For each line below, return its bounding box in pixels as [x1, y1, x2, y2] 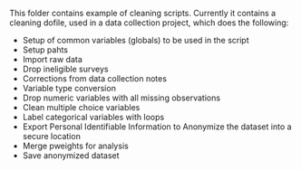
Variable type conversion [22, 83, 116, 93]
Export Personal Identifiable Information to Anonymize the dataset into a [22, 121, 292, 132]
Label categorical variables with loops [22, 112, 165, 122]
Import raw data [22, 54, 83, 64]
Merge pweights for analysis [22, 140, 129, 151]
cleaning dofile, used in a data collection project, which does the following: [9, 17, 289, 28]
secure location [22, 131, 82, 141]
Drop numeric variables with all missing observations [22, 92, 220, 103]
